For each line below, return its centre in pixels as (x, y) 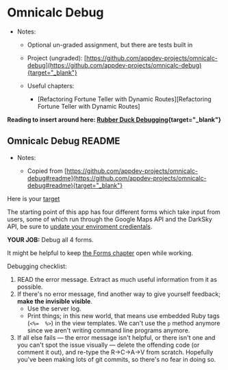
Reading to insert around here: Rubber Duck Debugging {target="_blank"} (114, 119)
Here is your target (34, 198)
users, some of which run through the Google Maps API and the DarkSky (110, 219)
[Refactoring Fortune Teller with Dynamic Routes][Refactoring (125, 99)
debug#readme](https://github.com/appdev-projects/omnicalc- (117, 178)
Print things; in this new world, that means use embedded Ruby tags (124, 315)
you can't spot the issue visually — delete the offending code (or (108, 345)
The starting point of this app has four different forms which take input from (114, 212)
